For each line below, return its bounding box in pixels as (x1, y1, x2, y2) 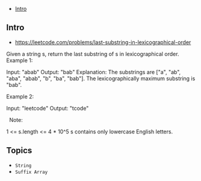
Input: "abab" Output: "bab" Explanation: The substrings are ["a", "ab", (6, 68, 181, 75)
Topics (6, 145, 32, 156)
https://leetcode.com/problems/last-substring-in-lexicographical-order (14, 39, 191, 46)
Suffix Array (14, 169, 48, 175)
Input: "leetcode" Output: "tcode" (6, 104, 89, 112)
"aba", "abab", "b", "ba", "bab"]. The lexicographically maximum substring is (6, 75, 196, 82)
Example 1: (6, 57, 33, 64)
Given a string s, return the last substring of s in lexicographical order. (6, 50, 179, 57)
